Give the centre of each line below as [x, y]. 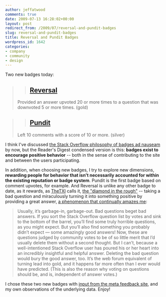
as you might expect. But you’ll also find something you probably [83, 227]
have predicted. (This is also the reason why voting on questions [83, 269]
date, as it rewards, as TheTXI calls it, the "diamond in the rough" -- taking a [83, 191]
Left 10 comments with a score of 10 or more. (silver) [71, 135]
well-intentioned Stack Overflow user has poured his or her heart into [88, 248]
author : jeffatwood [25, 10]
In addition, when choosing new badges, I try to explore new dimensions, [80, 170]
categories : [17, 47]
